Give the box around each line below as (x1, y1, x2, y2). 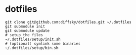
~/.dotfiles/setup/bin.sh (5, 45, 58, 50)
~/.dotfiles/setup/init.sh (5, 37, 61, 42)
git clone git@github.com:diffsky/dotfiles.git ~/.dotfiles (5, 20, 132, 25)
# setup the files (5, 32, 43, 37)
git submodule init (5, 24, 45, 29)
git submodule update (5, 28, 50, 33)
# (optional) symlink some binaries (5, 41, 81, 46)
